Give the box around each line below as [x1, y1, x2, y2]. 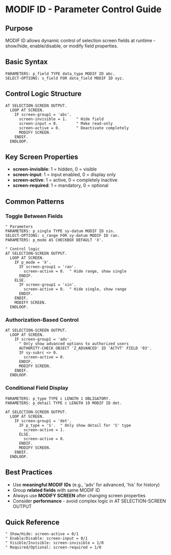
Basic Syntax [5, 58, 48, 66]
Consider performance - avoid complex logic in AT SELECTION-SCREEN [12, 498, 166, 504]
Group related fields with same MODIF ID [12, 487, 101, 493]
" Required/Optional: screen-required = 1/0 [5, 545, 102, 550]
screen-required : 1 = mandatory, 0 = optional [12, 182, 109, 188]
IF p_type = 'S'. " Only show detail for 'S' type [18, 423, 131, 428]
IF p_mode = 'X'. [14, 260, 52, 265]
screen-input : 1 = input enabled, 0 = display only [12, 172, 116, 178]
